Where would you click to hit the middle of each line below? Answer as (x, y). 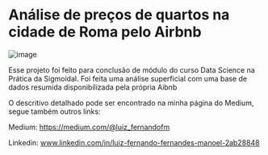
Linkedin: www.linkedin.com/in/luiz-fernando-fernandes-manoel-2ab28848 (134, 142)
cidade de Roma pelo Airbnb (105, 32)
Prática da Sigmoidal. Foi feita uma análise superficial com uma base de (128, 78)
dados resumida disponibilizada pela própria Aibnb (93, 87)
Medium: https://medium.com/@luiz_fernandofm (89, 127)
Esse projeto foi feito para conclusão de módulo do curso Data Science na (132, 69)
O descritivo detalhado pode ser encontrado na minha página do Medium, (131, 103)
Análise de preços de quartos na (119, 15)
